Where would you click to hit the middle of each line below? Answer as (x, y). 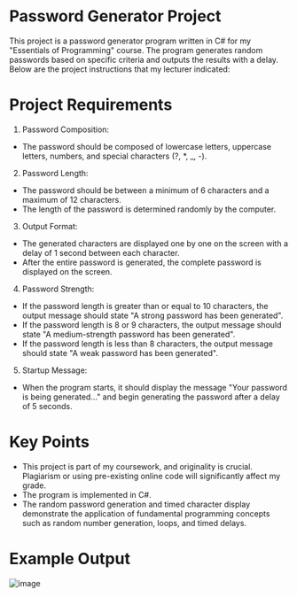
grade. (34, 485)
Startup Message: (55, 370)
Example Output (70, 559)
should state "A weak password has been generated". (120, 353)
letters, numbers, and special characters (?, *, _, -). (114, 156)
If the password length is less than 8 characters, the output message (147, 344)
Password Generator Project (115, 16)
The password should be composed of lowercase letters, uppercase (147, 146)
